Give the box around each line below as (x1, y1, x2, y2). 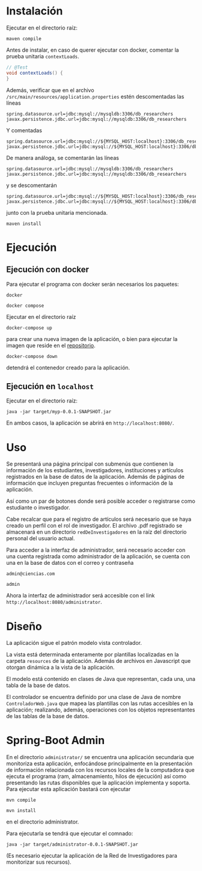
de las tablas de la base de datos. (6, 713, 90, 720)
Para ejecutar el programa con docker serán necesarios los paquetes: (6, 280, 179, 288)
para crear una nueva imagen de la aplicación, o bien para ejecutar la (6, 335, 178, 342)
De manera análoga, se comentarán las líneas (6, 154, 119, 161)
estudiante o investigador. (6, 504, 70, 511)
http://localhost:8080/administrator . (6, 599, 102, 606)
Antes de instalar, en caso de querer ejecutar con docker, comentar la (6, 46, 179, 54)
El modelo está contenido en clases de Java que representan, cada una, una (6, 676, 195, 683)
